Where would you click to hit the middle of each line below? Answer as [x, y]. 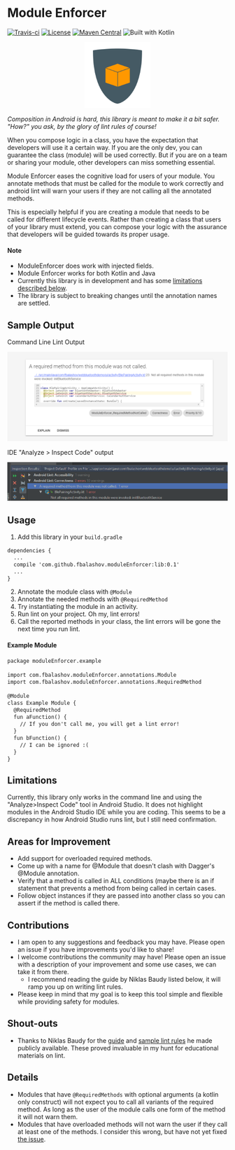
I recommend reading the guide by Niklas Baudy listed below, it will [124, 980]
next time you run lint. [49, 629]
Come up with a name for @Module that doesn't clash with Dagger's [116, 866]
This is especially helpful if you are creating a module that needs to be [108, 212]
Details [23, 1077]
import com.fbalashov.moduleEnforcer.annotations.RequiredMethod [104, 682]
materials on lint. [41, 1055]
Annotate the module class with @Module [75, 592]
